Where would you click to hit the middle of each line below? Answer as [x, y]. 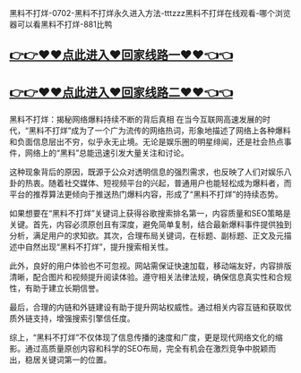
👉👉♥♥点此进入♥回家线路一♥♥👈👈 [121, 55]
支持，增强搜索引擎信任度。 [84, 318]
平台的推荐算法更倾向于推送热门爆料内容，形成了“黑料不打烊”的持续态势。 [146, 194]
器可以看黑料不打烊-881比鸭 [61, 24]
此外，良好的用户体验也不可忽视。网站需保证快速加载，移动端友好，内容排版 [150, 266]
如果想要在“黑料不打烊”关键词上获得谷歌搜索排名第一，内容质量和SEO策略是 [150, 214]
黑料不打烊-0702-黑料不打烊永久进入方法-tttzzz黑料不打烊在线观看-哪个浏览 [150, 13]
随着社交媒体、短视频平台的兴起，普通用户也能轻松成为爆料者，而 [170, 183]
